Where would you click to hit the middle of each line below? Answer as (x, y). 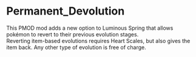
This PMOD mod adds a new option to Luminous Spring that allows (90, 28)
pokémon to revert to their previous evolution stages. (73, 34)
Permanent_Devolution (66, 11)
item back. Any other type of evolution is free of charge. (76, 47)
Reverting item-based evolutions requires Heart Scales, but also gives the (98, 41)
